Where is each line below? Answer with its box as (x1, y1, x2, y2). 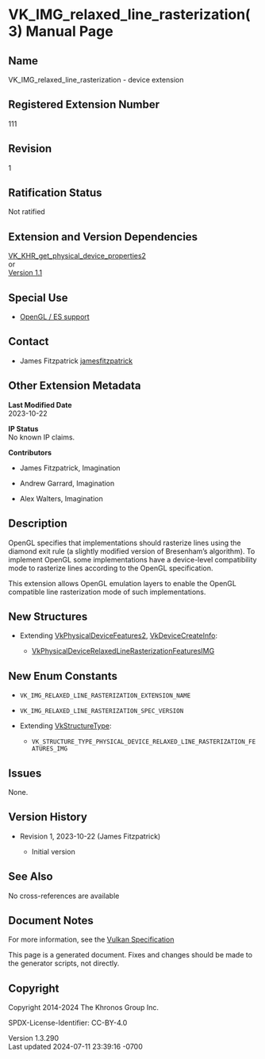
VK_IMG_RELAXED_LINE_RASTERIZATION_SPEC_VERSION (19, 708, 184, 716)
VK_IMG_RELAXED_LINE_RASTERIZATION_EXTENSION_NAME (19, 692, 191, 700)
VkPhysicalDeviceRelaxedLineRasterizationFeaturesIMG (31, 647, 215, 656)
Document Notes (8, 914, 94, 927)
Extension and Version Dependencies (8, 230, 198, 244)
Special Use (8, 291, 69, 305)
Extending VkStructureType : (19, 721, 112, 731)
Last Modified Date (8, 400, 73, 409)
